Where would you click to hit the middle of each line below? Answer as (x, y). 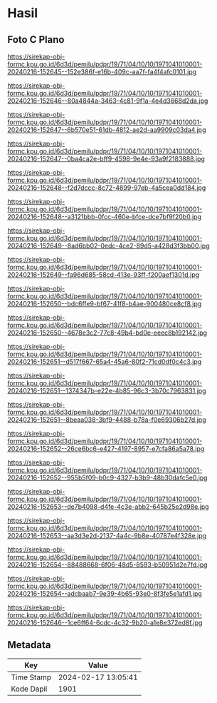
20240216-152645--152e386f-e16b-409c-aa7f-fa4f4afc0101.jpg (102, 72)
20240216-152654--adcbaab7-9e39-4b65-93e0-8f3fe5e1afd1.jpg (105, 593)
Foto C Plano (36, 40)
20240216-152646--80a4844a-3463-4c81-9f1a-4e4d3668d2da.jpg (108, 101)
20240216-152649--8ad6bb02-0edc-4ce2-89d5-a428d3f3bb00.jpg (108, 246)
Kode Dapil (29, 689)
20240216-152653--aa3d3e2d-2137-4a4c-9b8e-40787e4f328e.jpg (107, 536)
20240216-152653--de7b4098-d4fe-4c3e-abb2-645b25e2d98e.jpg (108, 507)
